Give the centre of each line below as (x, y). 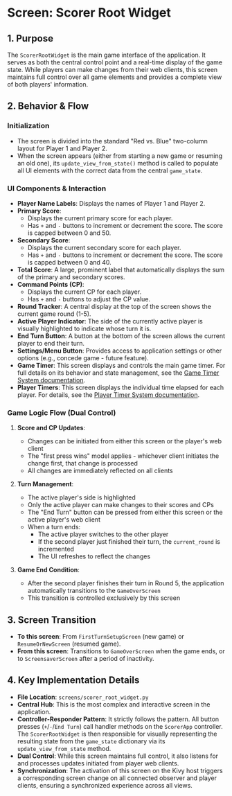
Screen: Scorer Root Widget (89, 13)
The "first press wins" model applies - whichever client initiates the (123, 456)
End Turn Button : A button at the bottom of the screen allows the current (121, 336)
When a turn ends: (54, 527)
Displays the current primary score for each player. (100, 218)
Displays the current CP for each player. (84, 292)
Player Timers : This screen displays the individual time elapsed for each (121, 387)
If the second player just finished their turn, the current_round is (129, 542)
